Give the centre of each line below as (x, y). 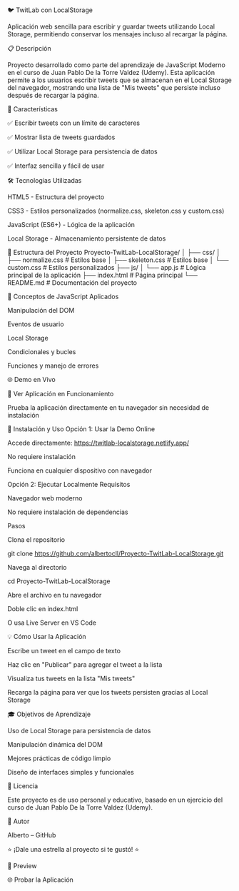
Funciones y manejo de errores (53, 366)
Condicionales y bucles (42, 352)
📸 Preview (22, 866)
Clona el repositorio (36, 540)
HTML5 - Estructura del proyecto (56, 197)
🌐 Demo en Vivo (31, 379)
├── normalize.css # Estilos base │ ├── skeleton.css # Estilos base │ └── (118, 260)
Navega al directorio (37, 567)
